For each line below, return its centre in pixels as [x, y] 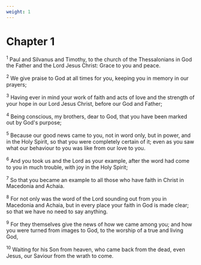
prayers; [16, 84]
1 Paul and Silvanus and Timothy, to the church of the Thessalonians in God [99, 59]
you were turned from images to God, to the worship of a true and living [95, 230]
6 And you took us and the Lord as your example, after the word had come [98, 160]
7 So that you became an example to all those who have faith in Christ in [95, 179]
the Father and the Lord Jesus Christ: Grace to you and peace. [83, 65]
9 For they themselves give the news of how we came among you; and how [99, 224]
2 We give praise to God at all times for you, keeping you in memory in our [97, 78]
